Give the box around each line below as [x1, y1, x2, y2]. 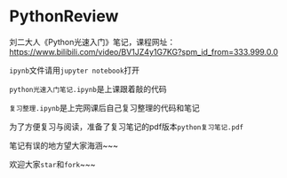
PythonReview [9, 6, 119, 27]
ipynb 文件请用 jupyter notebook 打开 [9, 65, 140, 75]
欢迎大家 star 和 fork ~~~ [9, 159, 96, 169]
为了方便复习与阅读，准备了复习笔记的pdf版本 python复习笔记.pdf [9, 121, 244, 132]
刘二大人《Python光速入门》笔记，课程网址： [9, 36, 176, 47]
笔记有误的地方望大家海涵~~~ [9, 140, 118, 151]
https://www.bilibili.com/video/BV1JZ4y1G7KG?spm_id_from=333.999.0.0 [9, 46, 278, 57]
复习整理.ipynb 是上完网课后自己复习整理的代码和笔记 [9, 102, 200, 112]
